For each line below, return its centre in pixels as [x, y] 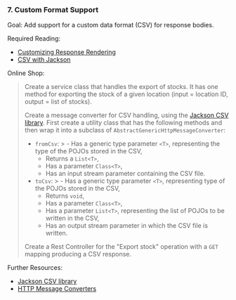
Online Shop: [26, 73]
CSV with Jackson [44, 60]
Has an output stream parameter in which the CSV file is [127, 226]
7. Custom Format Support [53, 10]
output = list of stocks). [58, 102]
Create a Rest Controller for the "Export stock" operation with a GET [122, 247]
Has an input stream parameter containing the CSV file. [125, 174]
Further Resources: [35, 268]
